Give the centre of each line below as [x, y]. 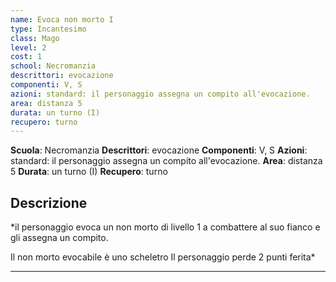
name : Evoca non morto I [62, 19]
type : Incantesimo [48, 29]
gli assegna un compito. [59, 238]
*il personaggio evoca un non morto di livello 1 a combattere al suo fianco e [165, 227]
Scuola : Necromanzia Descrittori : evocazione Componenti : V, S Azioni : [159, 150]
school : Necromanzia [53, 66]
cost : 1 [26, 57]
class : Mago [35, 38]
